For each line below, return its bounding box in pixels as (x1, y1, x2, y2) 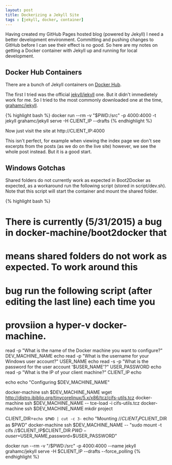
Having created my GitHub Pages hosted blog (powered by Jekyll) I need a (5, 31, 164, 38)
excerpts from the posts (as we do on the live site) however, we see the (5, 143, 157, 150)
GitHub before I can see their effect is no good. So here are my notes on (5, 42, 158, 48)
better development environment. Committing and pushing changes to (5, 36, 154, 43)
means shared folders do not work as (5, 250, 167, 262)
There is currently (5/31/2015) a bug (5, 216, 162, 228)
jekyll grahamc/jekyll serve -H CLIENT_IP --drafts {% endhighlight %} (5, 118, 152, 124)
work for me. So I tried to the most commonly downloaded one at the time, (5, 97, 163, 103)
